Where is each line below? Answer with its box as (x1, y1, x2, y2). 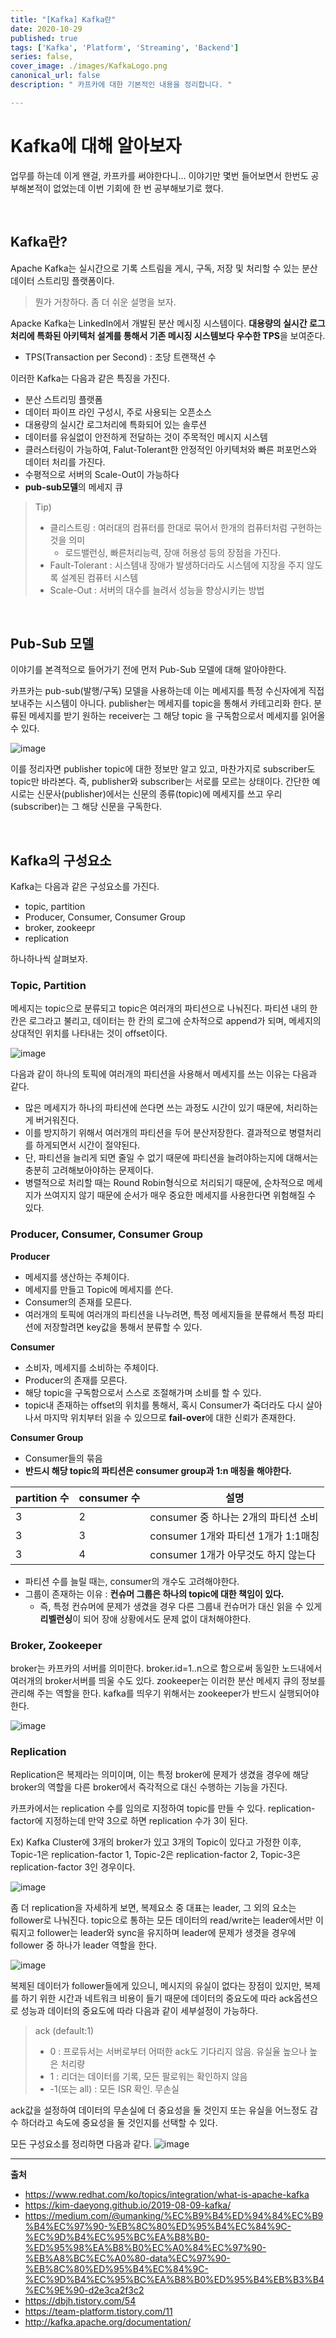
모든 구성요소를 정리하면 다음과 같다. (10, 2138, 152, 2150)
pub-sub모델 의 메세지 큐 (24, 481, 124, 493)
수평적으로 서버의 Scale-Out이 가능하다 (24, 468, 180, 480)
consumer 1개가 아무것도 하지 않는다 (149, 1547, 317, 1561)
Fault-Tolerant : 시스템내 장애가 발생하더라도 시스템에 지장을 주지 (49, 559, 305, 571)
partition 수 (15, 1491, 70, 1505)
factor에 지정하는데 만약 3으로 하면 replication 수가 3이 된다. (10, 1815, 248, 1827)
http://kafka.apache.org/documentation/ (24, 2316, 192, 2328)
